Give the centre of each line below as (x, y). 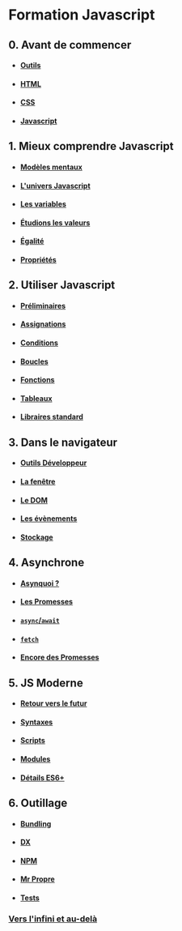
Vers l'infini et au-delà (53, 919)
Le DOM (34, 500)
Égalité (32, 241)
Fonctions (37, 380)
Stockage (37, 537)
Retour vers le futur (53, 703)
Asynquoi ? (40, 583)
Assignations (43, 324)
